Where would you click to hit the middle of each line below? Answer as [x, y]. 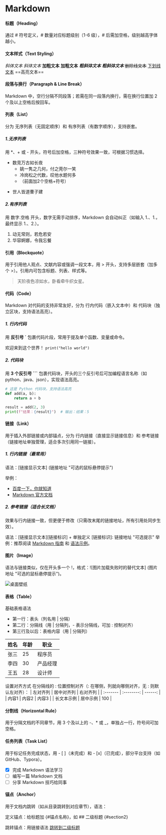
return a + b [27, 398]
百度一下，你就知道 [32, 488]
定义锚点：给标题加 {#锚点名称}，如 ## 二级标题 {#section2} [67, 817]
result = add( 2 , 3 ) [25, 407]
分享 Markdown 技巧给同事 [40, 782]
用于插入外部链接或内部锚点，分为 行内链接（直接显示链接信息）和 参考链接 [82, 435]
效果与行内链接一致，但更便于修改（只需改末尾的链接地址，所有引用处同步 [81, 520]
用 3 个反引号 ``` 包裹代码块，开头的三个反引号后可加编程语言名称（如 [76, 373]
